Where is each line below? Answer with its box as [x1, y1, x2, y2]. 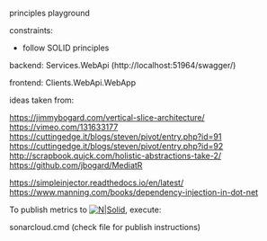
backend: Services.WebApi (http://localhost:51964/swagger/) [9, 60, 236, 70]
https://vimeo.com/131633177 [9, 121, 119, 132]
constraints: [9, 25, 54, 35]
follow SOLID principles [22, 42, 110, 53]
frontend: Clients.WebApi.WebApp [9, 77, 137, 88]
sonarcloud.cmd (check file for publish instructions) [9, 222, 200, 232]
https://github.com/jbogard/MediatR [9, 160, 143, 170]
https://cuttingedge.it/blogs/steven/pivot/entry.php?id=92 [9, 141, 224, 151]
